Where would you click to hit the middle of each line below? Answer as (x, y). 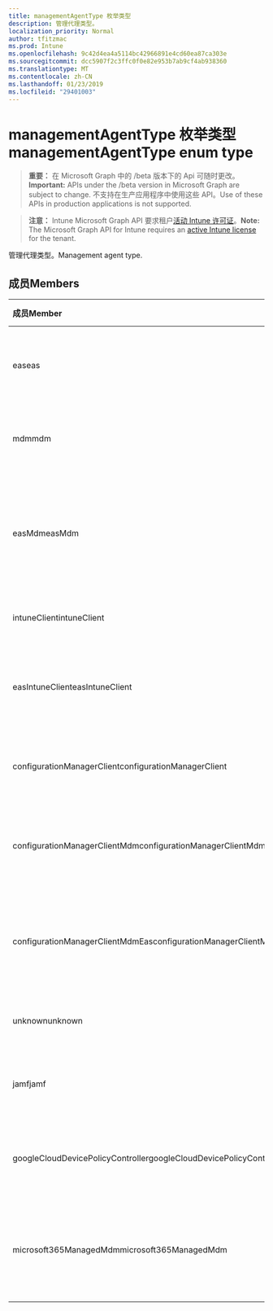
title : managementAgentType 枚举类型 (70, 16)
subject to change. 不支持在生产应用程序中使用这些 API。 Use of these (145, 195)
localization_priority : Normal (61, 31)
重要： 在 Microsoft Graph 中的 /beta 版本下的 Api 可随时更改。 (134, 176)
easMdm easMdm (46, 533)
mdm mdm (32, 439)
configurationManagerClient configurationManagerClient (120, 766)
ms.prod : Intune (36, 46)
